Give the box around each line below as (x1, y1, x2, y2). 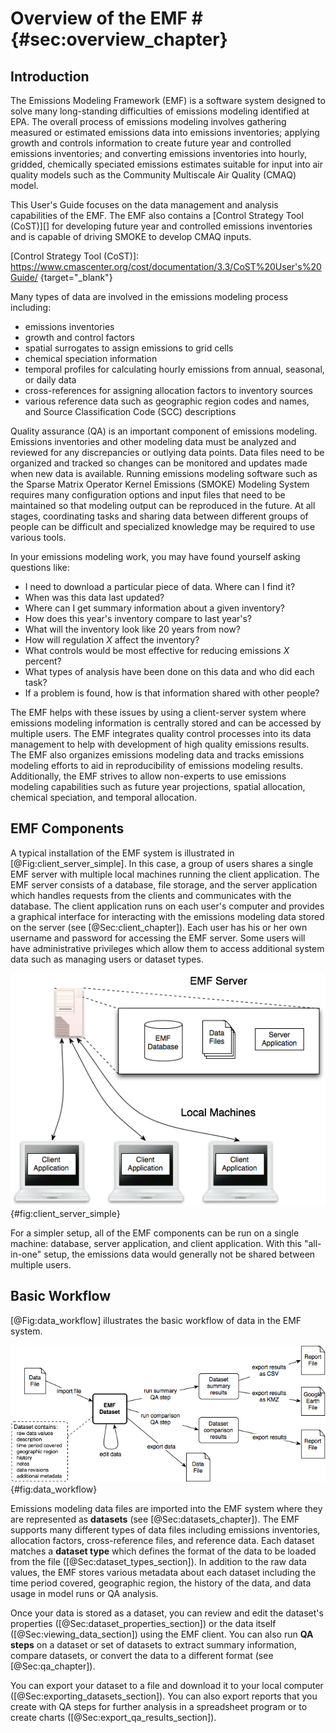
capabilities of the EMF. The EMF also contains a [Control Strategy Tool (10, 210, 304, 221)
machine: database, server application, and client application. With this (10, 1237, 303, 1249)
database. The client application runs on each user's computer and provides (10, 900, 325, 912)
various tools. (10, 532, 67, 543)
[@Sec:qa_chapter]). (10, 1660, 96, 1672)
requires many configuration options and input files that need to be (10, 489, 286, 501)
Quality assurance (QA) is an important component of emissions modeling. (10, 425, 318, 437)
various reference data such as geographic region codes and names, (24, 395, 310, 407)
